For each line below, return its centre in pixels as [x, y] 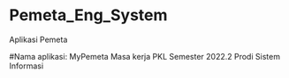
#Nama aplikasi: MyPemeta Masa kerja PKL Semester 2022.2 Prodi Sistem [145, 56]
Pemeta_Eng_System [88, 15]
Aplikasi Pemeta [38, 39]
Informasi [27, 66]
